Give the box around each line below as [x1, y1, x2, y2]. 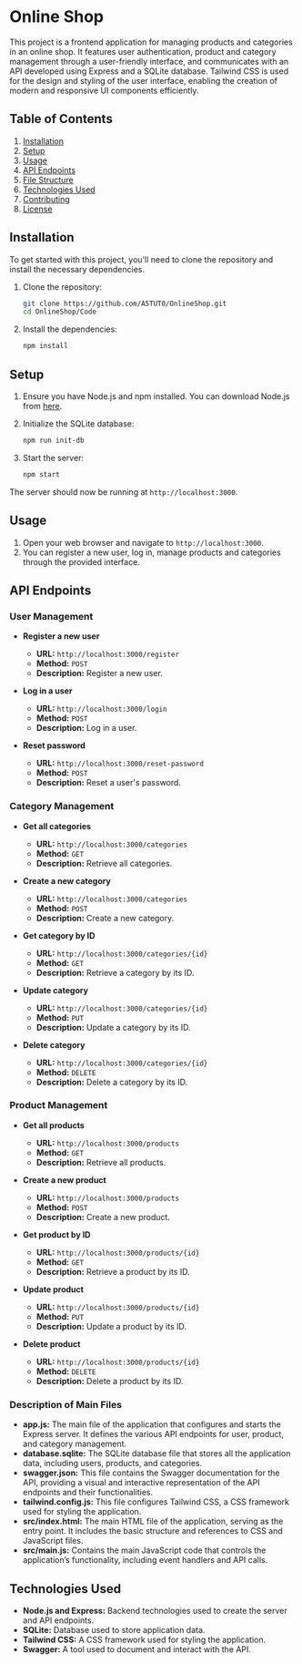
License [22, 203, 53, 214]
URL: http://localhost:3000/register [35, 649, 180, 660]
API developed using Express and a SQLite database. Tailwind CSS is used [9, 66, 289, 77]
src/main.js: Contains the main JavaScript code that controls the [22, 1545, 267, 1556]
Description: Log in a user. [35, 723, 137, 734]
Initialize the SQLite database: [22, 418, 135, 429]
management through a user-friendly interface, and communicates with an [9, 56, 289, 67]
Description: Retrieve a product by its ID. [35, 1266, 190, 1277]
